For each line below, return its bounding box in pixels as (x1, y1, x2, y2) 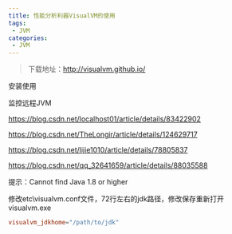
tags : (8, 19, 26, 27)
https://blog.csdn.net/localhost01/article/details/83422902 (8, 114, 202, 124)
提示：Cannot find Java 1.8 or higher (8, 177, 128, 187)
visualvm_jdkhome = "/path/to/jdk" (8, 219, 120, 227)
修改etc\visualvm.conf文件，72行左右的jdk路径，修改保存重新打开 (8, 194, 225, 204)
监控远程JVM (8, 98, 52, 108)
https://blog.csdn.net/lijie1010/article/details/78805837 (8, 145, 188, 155)
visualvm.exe (8, 203, 52, 212)
